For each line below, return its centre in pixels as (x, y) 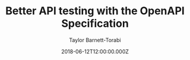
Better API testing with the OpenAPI (95, 11)
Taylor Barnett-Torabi (95, 40)
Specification (95, 23)
